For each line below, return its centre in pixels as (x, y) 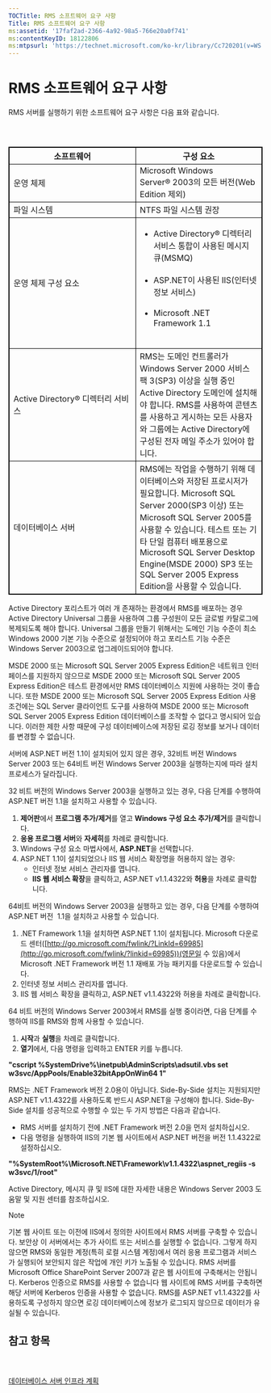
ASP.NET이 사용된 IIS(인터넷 (205, 280)
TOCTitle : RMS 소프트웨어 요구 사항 (63, 16)
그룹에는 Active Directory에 (199, 429)
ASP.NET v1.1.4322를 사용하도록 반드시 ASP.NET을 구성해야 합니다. (116, 1101)
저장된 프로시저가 (217, 482)
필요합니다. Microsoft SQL (188, 494)
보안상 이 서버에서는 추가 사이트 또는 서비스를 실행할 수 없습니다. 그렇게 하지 (138, 1242)
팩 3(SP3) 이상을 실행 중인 (188, 381)
